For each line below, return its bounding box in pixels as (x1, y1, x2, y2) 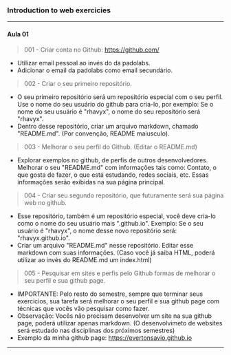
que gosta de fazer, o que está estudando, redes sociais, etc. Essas (16, 171, 209, 179)
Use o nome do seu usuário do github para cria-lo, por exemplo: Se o (16, 100, 214, 108)
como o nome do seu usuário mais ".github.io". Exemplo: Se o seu (16, 219, 204, 227)
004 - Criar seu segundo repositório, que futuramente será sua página (23, 191, 224, 200)
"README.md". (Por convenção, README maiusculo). (16, 129, 170, 138)
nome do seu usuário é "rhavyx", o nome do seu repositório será (16, 107, 201, 116)
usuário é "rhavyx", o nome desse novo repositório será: (16, 226, 177, 235)
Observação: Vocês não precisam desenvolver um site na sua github (16, 312, 212, 320)
